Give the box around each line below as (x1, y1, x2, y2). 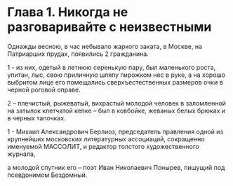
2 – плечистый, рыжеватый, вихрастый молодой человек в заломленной (7, 99, 227, 107)
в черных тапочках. (7, 113, 66, 122)
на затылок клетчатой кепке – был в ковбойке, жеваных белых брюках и (7, 106, 226, 115)
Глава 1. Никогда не (7, 4, 128, 20)
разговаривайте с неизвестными (7, 19, 212, 35)
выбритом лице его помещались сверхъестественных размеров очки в (7, 78, 223, 86)
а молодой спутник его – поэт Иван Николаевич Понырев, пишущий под (7, 163, 225, 171)
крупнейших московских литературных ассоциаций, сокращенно (7, 134, 205, 143)
